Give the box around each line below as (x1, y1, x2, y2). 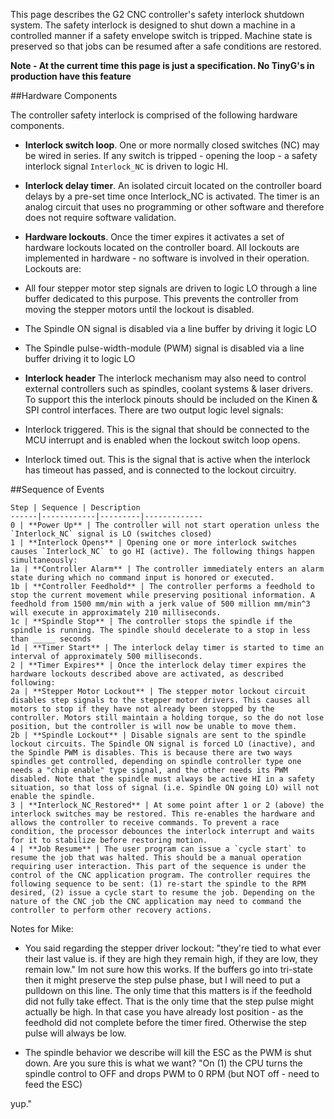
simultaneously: (10, 555, 78, 565)
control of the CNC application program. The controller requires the (10, 870, 311, 880)
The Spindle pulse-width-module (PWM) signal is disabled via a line (24, 342, 305, 354)
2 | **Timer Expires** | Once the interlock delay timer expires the (10, 660, 307, 670)
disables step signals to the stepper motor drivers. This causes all (10, 695, 311, 705)
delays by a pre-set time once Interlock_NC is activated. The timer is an (24, 190, 320, 202)
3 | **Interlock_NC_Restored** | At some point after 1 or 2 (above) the (10, 800, 325, 810)
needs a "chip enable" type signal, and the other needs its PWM (10, 765, 288, 775)
